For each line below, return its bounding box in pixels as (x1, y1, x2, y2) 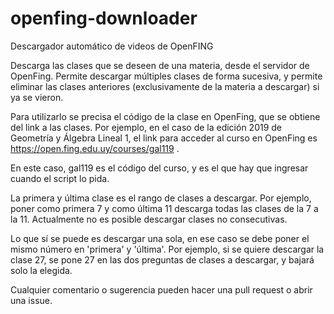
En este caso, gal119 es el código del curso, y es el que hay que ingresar (10, 162, 309, 174)
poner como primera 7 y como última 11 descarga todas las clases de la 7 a (10, 202, 319, 214)
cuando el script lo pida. (10, 172, 110, 184)
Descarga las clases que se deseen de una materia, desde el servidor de (10, 59, 310, 71)
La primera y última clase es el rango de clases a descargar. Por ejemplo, (10, 192, 312, 204)
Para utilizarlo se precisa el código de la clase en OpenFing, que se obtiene (10, 110, 321, 122)
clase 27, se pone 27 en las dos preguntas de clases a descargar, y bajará (10, 253, 315, 266)
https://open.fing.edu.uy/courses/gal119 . (10, 142, 180, 154)
